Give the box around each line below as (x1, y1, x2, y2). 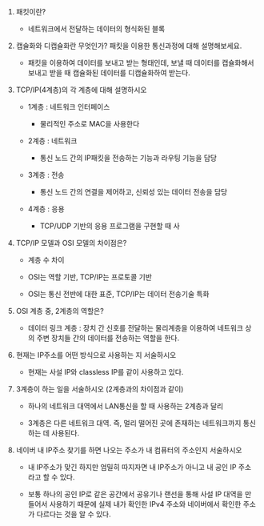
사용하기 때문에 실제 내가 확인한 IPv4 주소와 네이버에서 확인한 (49, 500, 242, 508)
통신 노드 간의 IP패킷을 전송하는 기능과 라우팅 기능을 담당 (39, 153, 218, 163)
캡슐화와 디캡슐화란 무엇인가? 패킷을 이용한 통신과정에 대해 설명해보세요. (15, 41, 242, 50)
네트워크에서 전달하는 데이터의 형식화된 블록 (27, 24, 166, 34)
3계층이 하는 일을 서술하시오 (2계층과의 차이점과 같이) (15, 384, 184, 394)
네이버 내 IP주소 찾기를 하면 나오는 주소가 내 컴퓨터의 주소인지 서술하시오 (15, 445, 242, 455)
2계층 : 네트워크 (27, 136, 78, 146)
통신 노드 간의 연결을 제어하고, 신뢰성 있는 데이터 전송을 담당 (39, 187, 228, 196)
